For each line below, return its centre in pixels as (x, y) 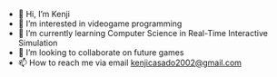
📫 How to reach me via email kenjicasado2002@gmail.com (130, 63)
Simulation (38, 43)
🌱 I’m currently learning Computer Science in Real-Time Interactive (143, 33)
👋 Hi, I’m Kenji (44, 14)
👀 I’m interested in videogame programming (100, 24)
